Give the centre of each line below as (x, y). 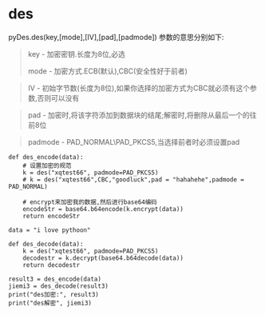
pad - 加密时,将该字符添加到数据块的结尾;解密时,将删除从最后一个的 (138, 115)
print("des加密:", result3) (54, 294)
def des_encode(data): (46, 157)
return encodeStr (51, 216)
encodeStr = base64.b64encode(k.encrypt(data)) (103, 209)
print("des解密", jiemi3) (50, 303)
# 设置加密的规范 (47, 165)
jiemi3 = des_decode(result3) (59, 286)
